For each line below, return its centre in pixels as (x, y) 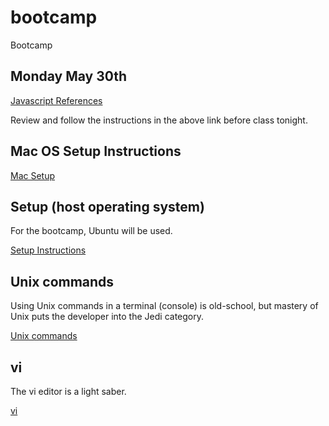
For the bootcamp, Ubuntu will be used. (91, 231)
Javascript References (56, 100)
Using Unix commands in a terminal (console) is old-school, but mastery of (164, 306)
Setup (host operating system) (107, 206)
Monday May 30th (69, 76)
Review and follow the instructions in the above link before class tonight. (159, 120)
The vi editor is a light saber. (68, 391)
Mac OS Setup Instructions (96, 151)
